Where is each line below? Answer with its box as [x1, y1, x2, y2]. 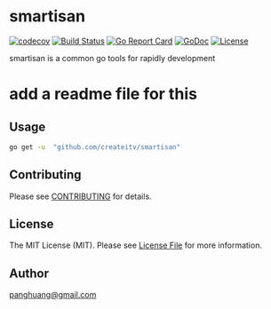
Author [9, 265, 49, 281]
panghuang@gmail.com [9, 289, 97, 300]
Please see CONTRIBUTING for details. [9, 191, 153, 202]
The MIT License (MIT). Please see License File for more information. [9, 240, 262, 250]
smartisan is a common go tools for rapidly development [9, 52, 216, 63]
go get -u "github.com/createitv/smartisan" [9, 142, 180, 152]
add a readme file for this [9, 84, 198, 104]
